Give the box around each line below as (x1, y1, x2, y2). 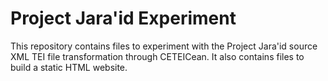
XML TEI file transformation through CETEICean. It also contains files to (10, 50, 305, 62)
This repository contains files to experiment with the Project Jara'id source (10, 40, 318, 52)
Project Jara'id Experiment (10, 7, 237, 30)
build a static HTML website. (10, 61, 128, 73)
